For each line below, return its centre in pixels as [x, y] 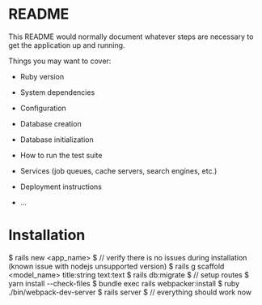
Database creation [51, 123]
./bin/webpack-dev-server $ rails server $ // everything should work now [130, 292]
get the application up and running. [67, 45]
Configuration [43, 108]
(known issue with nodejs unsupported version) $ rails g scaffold [116, 266]
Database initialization [57, 140]
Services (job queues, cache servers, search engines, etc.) [118, 170]
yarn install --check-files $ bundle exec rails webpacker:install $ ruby [124, 283]
